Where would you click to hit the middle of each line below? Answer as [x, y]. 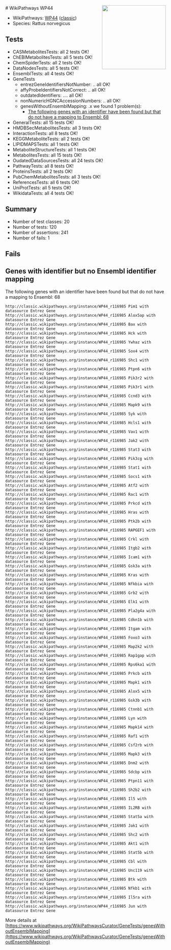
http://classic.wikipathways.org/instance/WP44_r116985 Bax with [76, 324]
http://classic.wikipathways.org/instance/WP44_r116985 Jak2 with [77, 440]
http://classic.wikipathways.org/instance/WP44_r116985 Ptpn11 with [79, 781]
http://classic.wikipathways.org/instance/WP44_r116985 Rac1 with [77, 494]
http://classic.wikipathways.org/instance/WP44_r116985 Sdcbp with [78, 772]
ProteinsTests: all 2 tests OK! [42, 171]
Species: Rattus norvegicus [41, 23]
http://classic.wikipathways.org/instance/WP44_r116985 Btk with [76, 879]
